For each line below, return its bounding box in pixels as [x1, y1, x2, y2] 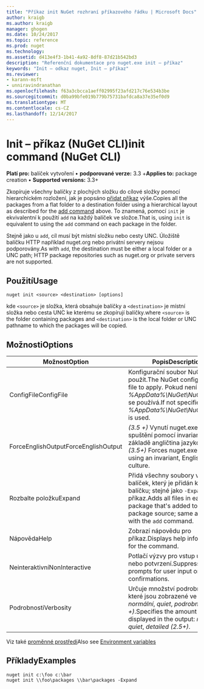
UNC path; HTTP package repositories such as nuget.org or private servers [6, 252, 195, 259]
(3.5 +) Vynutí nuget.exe [128, 423, 199, 432]
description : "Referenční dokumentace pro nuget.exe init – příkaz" [6, 60, 183, 66]
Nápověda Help [9, 534, 52, 542]
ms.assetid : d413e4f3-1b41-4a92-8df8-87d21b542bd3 [6, 54, 137, 60]
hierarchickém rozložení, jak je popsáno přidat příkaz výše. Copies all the [6, 195, 188, 202]
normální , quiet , [128, 600, 173, 608]
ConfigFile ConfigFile [9, 390, 68, 399]
